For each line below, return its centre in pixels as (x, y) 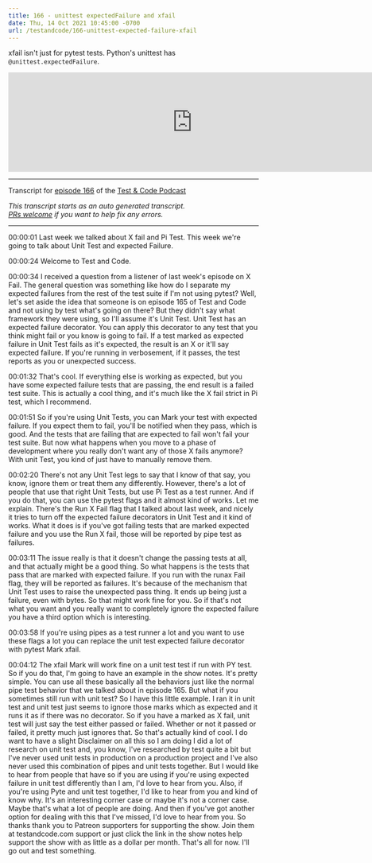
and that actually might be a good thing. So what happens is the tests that (129, 566)
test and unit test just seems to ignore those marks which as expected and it (133, 707)
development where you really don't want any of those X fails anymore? (126, 451)
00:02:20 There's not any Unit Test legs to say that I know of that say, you (129, 475)
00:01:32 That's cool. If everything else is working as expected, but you (125, 377)
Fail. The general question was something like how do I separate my (119, 285)
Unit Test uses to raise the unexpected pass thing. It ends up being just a (128, 592)
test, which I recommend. (50, 402)
